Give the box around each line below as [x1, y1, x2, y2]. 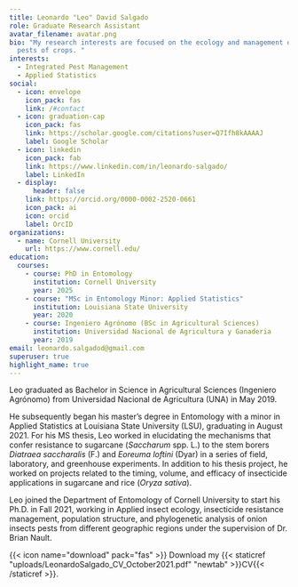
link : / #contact [25, 104, 86, 113]
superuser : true [9, 352, 69, 361]
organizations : [9, 228, 66, 237]
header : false [32, 187, 86, 196]
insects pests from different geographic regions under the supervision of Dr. [9, 523, 288, 534]
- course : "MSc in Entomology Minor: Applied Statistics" [25, 294, 244, 303]
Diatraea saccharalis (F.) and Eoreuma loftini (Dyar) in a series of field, [9, 449, 268, 460]
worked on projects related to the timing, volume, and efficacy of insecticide [9, 468, 288, 478]
